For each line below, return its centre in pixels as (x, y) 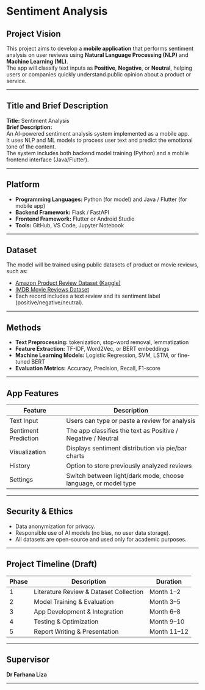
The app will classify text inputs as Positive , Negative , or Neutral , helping (99, 68)
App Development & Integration (79, 611)
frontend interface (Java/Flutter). (48, 160)
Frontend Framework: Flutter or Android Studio (75, 219)
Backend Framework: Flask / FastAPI (62, 212)
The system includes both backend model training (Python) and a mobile (98, 153)
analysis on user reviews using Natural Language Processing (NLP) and (97, 55)
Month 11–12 (169, 631)
